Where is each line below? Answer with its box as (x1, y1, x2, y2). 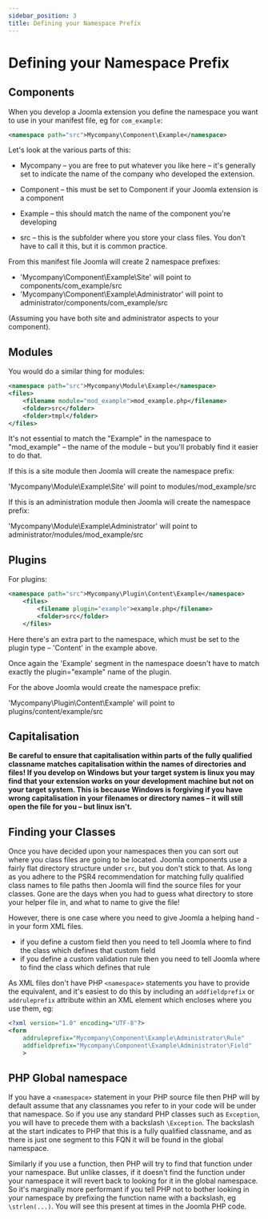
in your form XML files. (8, 922, 84, 931)
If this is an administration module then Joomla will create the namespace (8, 498, 251, 507)
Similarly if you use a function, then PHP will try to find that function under (8, 1159, 253, 1169)
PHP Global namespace (8, 1072, 128, 1085)
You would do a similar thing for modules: (8, 366, 146, 377)
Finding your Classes (8, 825, 116, 838)
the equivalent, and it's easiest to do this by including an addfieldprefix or (8, 987, 254, 996)
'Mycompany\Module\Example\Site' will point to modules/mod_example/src (8, 482, 257, 491)
